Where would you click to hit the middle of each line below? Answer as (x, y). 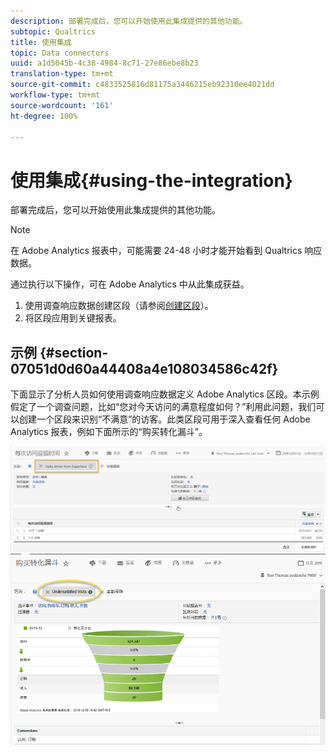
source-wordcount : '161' (62, 105)
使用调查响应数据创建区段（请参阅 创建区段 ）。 (119, 306)
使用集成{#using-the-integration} (151, 180)
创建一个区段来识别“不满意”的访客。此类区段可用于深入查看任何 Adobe (164, 419)
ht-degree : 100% (44, 116)
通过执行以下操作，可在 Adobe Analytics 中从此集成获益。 (130, 284)
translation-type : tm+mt (62, 74)
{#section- (74, 352)
